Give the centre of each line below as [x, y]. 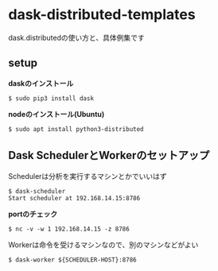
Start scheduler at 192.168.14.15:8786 [74, 198]
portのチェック [33, 214]
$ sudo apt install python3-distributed [76, 129]
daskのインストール [41, 83]
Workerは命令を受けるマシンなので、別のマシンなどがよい [103, 245]
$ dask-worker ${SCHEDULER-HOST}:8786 [72, 260]
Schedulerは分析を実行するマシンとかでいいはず [88, 176]
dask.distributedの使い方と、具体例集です [76, 37]
